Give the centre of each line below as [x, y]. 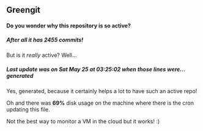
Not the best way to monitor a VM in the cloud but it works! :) [83, 121]
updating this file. [28, 109]
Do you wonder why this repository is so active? [69, 25]
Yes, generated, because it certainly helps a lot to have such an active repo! [102, 91]
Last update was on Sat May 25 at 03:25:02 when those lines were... [96, 69]
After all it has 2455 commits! [45, 40]
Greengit [24, 10]
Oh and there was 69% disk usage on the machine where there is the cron [100, 103]
